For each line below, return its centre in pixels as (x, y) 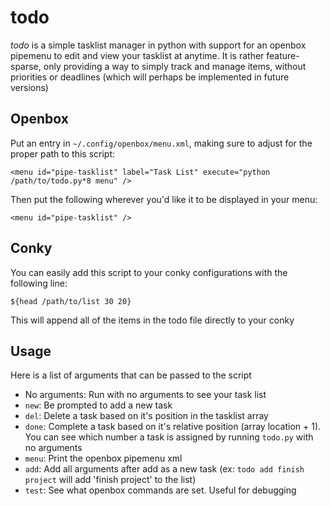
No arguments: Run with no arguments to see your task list (145, 395)
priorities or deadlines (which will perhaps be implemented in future (150, 77)
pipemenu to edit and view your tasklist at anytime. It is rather (137, 55)
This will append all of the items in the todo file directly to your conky (152, 320)
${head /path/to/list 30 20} (71, 301)
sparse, (26, 66)
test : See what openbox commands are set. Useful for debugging (160, 490)
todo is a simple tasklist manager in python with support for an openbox (158, 45)
